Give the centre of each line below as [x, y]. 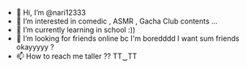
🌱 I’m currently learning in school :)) [76, 30]
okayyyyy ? [35, 47]
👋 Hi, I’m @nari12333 [51, 13]
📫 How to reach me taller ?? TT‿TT [77, 56]
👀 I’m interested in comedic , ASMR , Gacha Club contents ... [117, 21]
